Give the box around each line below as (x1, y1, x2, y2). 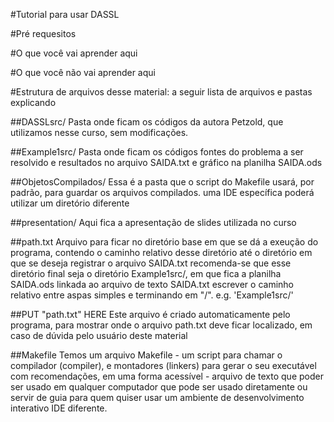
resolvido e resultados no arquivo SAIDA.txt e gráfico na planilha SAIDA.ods (10, 157, 323, 168)
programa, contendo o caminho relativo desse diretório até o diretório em (10, 247, 313, 258)
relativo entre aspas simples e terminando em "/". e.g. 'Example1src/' (10, 289, 294, 301)
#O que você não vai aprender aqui (10, 67, 156, 78)
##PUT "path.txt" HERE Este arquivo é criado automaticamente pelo (10, 309, 291, 320)
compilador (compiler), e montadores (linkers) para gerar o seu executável (10, 360, 317, 371)
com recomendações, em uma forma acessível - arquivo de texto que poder (10, 370, 324, 382)
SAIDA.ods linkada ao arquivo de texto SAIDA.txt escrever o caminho (10, 279, 294, 290)
